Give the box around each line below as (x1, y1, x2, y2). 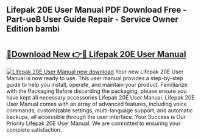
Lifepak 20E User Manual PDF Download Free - (6, 5, 187, 15)
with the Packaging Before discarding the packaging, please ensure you (6, 87, 187, 95)
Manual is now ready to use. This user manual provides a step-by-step (6, 75, 184, 81)
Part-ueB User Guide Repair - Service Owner (6, 15, 178, 25)
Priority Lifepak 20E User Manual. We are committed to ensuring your (6, 120, 181, 127)
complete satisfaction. (6, 126, 62, 133)
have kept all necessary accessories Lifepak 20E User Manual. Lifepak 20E (6, 94, 195, 101)
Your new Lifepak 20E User (115, 68, 184, 75)
